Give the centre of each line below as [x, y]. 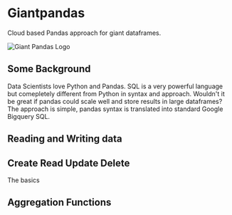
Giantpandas [46, 13]
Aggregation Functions [59, 203]
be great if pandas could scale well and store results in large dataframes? [115, 101]
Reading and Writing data [65, 139]
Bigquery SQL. [29, 116]
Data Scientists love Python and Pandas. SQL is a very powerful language [115, 86]
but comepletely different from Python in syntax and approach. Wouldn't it [116, 93]
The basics [24, 180]
